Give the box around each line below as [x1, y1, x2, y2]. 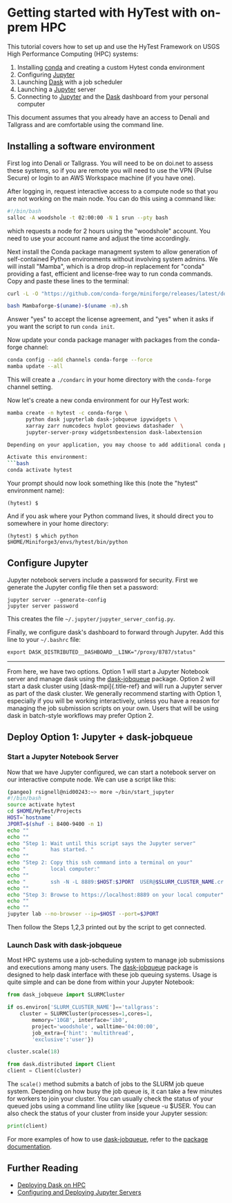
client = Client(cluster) [7, 1068, 81, 1074]
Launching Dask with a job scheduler [17, 77, 123, 86]
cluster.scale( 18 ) [7, 1048, 60, 1055]
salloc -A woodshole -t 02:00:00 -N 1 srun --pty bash [7, 214, 168, 221]
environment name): [7, 486, 64, 495]
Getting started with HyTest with [7, 5, 198, 21]
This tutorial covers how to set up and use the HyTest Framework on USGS [7, 42, 220, 50]
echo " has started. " [7, 846, 95, 853]
